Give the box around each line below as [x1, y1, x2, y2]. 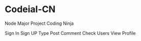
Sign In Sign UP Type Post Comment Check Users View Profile [5, 30, 136, 36]
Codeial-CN [5, 4, 55, 15]
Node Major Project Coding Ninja [5, 20, 74, 26]
